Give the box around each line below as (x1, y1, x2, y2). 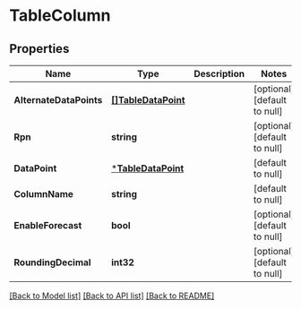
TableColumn (9, 5, 111, 26)
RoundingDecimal (13, 256, 91, 269)
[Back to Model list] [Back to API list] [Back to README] (9, 290, 215, 301)
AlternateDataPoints (13, 94, 103, 106)
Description (193, 68, 245, 80)
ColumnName (13, 188, 74, 200)
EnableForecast (13, 219, 82, 231)
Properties (9, 41, 70, 56)
